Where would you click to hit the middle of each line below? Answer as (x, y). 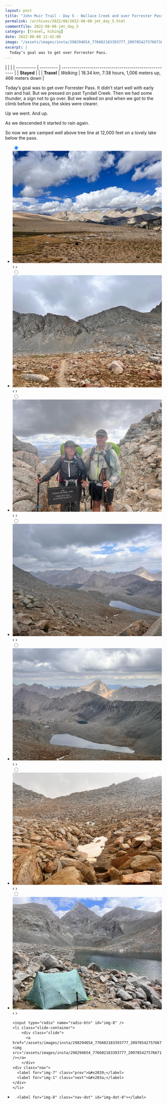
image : (12, 42)
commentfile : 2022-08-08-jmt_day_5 (42, 26)
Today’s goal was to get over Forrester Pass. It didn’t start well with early (80, 88)
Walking (69, 73)
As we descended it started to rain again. (47, 123)
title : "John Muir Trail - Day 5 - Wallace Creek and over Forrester (79, 16)
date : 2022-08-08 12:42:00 (33, 37)
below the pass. (22, 138)
